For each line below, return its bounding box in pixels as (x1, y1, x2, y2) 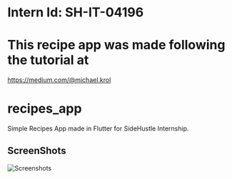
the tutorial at (7, 52, 89, 68)
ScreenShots (7, 145, 66, 157)
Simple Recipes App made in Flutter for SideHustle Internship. (7, 124, 189, 133)
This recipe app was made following (7, 37, 226, 53)
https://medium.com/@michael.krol (7, 76, 111, 84)
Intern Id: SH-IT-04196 (7, 4, 144, 21)
